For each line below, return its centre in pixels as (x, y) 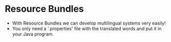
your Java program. (33, 34)
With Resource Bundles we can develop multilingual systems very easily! (89, 23)
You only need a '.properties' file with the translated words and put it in (87, 28)
